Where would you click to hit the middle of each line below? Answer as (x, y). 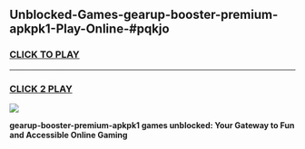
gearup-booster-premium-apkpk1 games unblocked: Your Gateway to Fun (152, 125)
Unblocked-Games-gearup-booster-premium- (144, 15)
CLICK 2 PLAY (41, 88)
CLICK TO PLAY (44, 55)
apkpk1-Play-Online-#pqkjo (89, 29)
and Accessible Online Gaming (69, 135)
